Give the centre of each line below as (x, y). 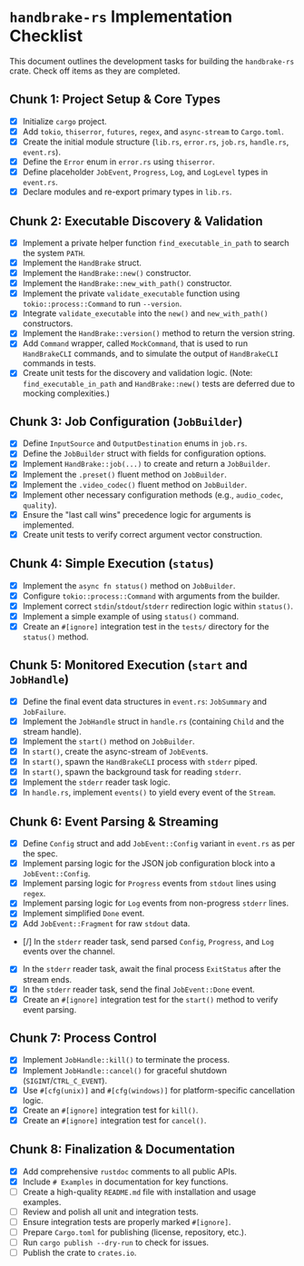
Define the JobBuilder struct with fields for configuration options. (144, 454)
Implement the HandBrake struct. (82, 262)
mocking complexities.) (66, 393)
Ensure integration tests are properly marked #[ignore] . (127, 1221)
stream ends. (47, 979)
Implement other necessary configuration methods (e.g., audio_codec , (153, 495)
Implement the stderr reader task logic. (96, 782)
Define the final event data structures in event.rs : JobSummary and (145, 701)
